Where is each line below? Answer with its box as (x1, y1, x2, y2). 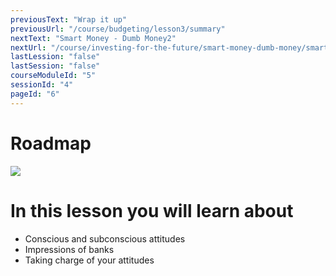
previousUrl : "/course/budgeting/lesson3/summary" (10, 24, 226, 34)
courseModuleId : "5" (10, 71, 97, 81)
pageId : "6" (10, 89, 60, 99)
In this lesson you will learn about (10, 199, 294, 222)
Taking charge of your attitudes (24, 254, 155, 266)
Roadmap (10, 132, 92, 155)
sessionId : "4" (10, 80, 74, 90)
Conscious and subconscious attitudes (24, 232, 186, 245)
